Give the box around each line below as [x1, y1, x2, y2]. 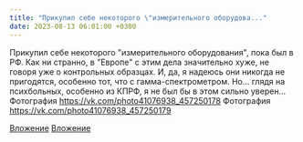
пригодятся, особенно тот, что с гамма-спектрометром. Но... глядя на [9, 76, 286, 86]
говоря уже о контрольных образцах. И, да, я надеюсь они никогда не [9, 66, 286, 77]
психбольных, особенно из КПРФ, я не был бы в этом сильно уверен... [9, 86, 286, 96]
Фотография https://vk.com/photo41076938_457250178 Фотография [9, 95, 271, 106]
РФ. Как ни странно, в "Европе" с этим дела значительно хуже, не [9, 56, 269, 67]
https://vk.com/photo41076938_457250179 [9, 105, 172, 116]
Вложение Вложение [9, 122, 91, 133]
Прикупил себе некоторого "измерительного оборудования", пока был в [9, 46, 294, 57]
